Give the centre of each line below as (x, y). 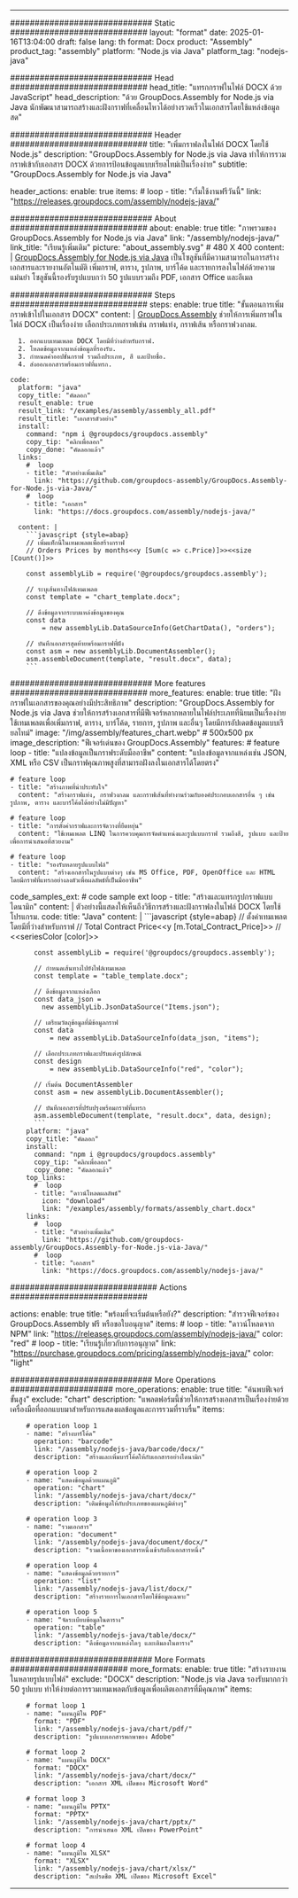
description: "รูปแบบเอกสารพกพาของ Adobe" (104, 1737)
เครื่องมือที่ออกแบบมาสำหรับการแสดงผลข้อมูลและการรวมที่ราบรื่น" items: (117, 1409)
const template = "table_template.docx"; (111, 976)
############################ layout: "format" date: (119, 32)
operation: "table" (69, 1628)
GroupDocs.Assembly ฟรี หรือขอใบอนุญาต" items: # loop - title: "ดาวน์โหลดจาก (142, 1324)
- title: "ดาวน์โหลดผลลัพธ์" (77, 1193)
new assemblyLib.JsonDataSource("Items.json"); (131, 1007)
